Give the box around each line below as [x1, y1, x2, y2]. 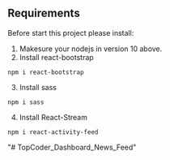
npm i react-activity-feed [7, 128, 99, 136]
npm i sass [7, 97, 45, 106]
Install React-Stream [19, 112, 88, 122]
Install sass [19, 82, 57, 92]
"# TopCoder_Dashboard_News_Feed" [7, 142, 137, 152]
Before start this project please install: [7, 28, 134, 37]
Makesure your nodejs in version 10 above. [19, 44, 163, 54]
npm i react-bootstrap [7, 68, 84, 76]
